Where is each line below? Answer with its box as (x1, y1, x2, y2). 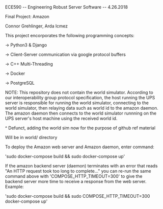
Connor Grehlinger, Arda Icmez (5, 23, 68, 29)
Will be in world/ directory (5, 135, 57, 140)
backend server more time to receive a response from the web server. (5, 179, 147, 184)
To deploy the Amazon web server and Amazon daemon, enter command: (5, 144, 155, 150)
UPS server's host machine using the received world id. (5, 116, 118, 121)
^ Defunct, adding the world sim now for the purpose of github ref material (5, 125, 156, 131)
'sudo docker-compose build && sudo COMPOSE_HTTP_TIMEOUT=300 (5, 193, 150, 199)
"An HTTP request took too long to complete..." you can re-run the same (5, 168, 151, 174)
